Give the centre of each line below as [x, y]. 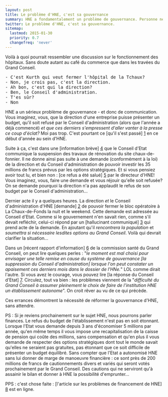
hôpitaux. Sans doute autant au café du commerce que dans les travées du [82, 62]
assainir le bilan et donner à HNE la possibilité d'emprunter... [67, 374]
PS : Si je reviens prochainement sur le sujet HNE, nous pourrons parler [79, 315]
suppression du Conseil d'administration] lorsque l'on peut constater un [79, 264]
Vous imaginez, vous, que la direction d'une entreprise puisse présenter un [82, 117]
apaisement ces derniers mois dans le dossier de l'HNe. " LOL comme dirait [83, 269]
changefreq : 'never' [31, 43]
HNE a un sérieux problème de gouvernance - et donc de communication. [81, 112]
